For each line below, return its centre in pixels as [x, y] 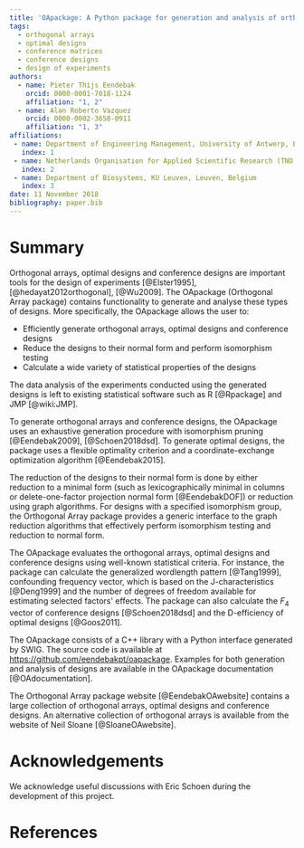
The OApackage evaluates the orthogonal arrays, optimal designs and [139, 552]
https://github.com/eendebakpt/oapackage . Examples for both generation [147, 659]
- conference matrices [60, 52]
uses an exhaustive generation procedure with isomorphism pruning [137, 431]
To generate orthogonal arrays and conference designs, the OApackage [143, 421]
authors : [26, 77]
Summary [47, 248]
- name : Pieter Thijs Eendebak [76, 85]
